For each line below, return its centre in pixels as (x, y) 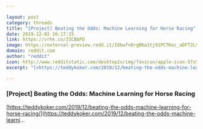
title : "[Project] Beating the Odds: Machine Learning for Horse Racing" (101, 28)
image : (14, 45)
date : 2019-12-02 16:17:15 (40, 34)
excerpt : (17, 68)
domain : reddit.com (31, 51)
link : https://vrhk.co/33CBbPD (46, 40)
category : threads (29, 23)
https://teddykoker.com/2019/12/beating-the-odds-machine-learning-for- (100, 107)
